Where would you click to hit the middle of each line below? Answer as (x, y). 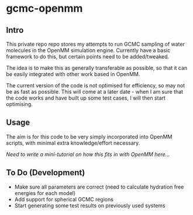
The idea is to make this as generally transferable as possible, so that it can (97, 68)
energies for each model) (45, 193)
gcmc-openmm (44, 8)
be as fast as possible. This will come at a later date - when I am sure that (94, 92)
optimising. (20, 104)
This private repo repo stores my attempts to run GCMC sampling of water (96, 44)
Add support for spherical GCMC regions (64, 199)
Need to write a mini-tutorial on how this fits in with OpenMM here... (88, 154)
